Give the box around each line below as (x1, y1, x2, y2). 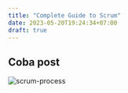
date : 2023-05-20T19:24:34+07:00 (8, 19, 118, 27)
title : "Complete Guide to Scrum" (8, 11, 122, 20)
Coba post (8, 55, 60, 69)
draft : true (8, 26, 47, 34)
